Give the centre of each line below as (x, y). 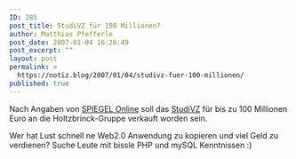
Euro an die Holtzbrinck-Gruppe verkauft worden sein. (108, 118)
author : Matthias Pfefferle (61, 34)
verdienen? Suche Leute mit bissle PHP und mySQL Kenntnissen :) (131, 145)
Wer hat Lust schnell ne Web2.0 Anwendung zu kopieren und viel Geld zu (144, 135)
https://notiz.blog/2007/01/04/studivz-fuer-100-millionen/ (131, 76)
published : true (39, 83)
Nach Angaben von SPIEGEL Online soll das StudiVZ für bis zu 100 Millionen (148, 108)
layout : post (33, 59)
